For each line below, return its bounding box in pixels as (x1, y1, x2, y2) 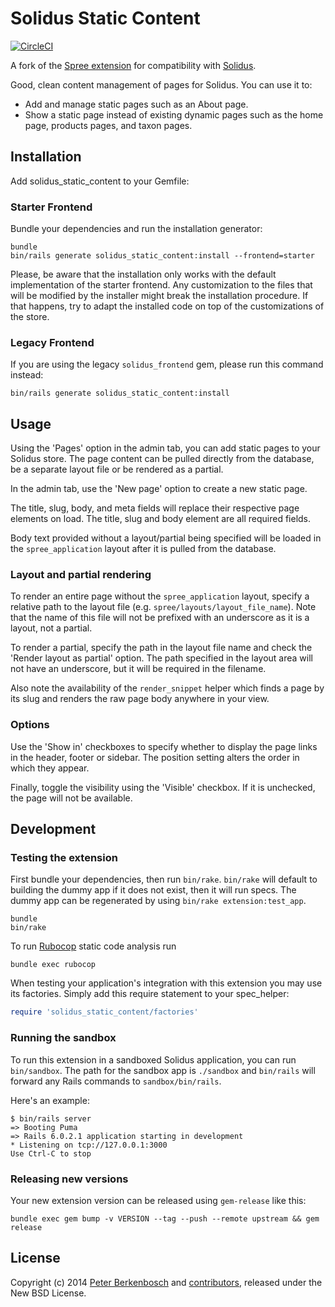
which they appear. (10, 762, 90, 774)
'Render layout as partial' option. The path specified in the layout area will (10, 652, 313, 664)
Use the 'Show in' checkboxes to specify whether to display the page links (10, 740, 318, 752)
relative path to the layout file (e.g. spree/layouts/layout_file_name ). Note (10, 601, 317, 613)
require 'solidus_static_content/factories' (10, 1007, 199, 1017)
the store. (10, 311, 50, 323)
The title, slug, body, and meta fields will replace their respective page (10, 502, 300, 514)
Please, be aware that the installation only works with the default (10, 268, 277, 281)
